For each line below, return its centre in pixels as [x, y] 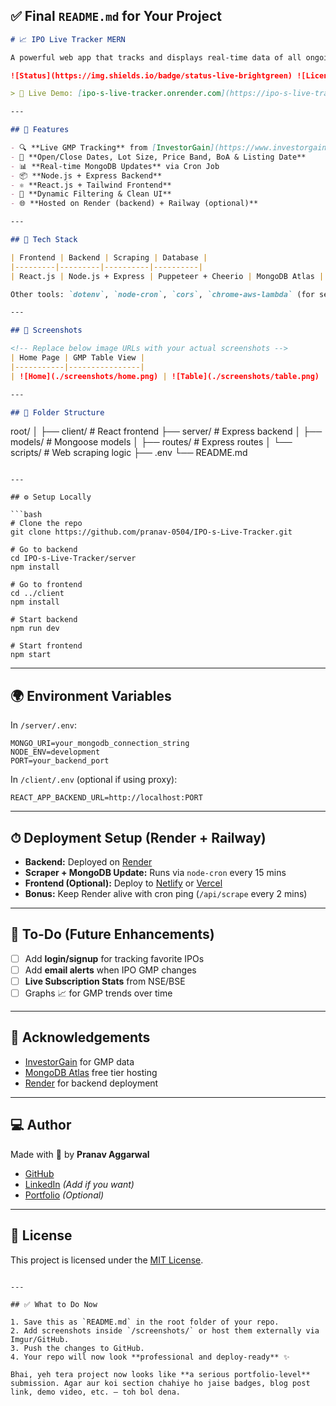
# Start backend [44, 620]
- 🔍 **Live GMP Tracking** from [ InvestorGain [110, 148]
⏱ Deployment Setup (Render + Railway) [138, 837]
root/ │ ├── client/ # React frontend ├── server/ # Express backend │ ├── [166, 431]
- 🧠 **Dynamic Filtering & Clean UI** [91, 194]
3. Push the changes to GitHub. [77, 1348]
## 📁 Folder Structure [57, 412]
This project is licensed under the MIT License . [107, 1260]
